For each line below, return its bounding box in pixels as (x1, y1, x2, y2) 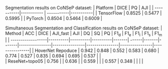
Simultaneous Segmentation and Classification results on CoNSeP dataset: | (5, 25, 162, 31)
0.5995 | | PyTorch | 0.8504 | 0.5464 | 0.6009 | (5, 15, 103, 21)
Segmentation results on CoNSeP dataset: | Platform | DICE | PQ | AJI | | (5, 5, 154, 10)
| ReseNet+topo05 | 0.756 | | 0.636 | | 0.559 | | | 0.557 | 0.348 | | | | (5, 58, 143, 64)
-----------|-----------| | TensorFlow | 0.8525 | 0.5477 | (47, 10, 162, 16)
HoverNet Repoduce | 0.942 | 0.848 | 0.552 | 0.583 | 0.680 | (35, 47, 159, 53)
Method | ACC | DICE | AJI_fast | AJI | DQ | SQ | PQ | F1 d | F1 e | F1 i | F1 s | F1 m (5, 30, 162, 37)
